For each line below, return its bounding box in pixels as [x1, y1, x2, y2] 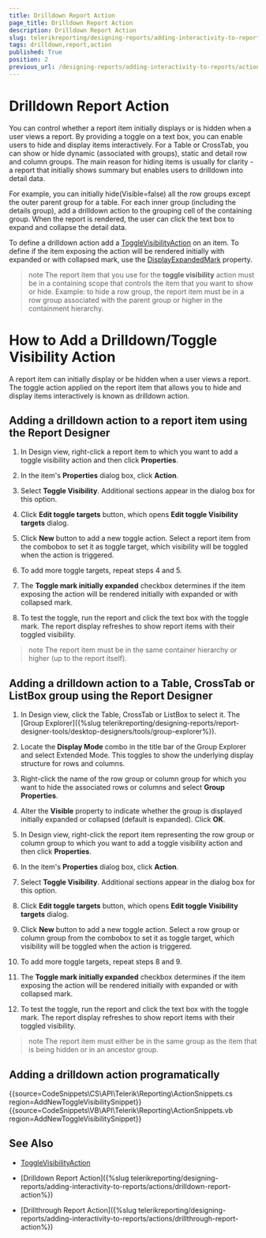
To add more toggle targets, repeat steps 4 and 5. [20, 566, 182, 576]
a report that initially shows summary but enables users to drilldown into [9, 165, 244, 175]
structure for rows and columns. [20, 759, 126, 768]
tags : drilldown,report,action [9, 41, 112, 49]
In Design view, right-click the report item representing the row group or [20, 830, 255, 840]
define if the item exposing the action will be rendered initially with [9, 246, 225, 255]
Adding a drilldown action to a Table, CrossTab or [9, 677, 256, 690]
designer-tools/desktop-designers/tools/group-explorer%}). [20, 727, 216, 736]
